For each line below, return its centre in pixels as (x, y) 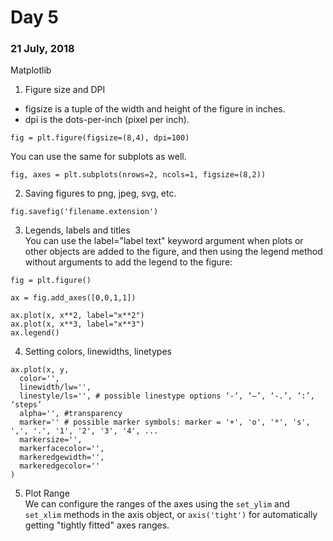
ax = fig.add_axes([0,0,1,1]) (73, 298)
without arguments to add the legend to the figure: (128, 262)
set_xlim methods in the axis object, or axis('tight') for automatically (171, 515)
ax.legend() (35, 333)
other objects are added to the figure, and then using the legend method (173, 252)
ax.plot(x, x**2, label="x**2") (77, 316)
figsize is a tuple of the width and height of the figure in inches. (155, 109)
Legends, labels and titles (77, 230)
